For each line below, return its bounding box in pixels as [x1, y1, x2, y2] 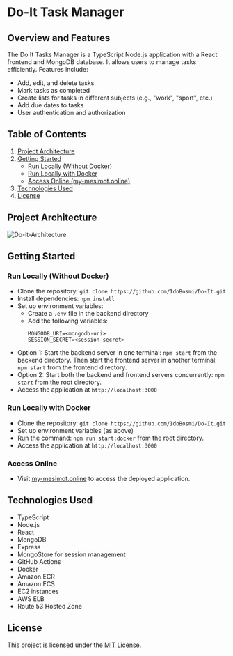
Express [17, 542, 41, 551]
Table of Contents [7, 128, 87, 140]
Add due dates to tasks [17, 101, 84, 109]
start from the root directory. [17, 378, 102, 387]
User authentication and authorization [17, 109, 127, 116]
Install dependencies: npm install [17, 294, 115, 303]
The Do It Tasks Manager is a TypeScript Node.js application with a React [7, 50, 218, 59]
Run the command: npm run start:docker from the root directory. [17, 434, 204, 442]
